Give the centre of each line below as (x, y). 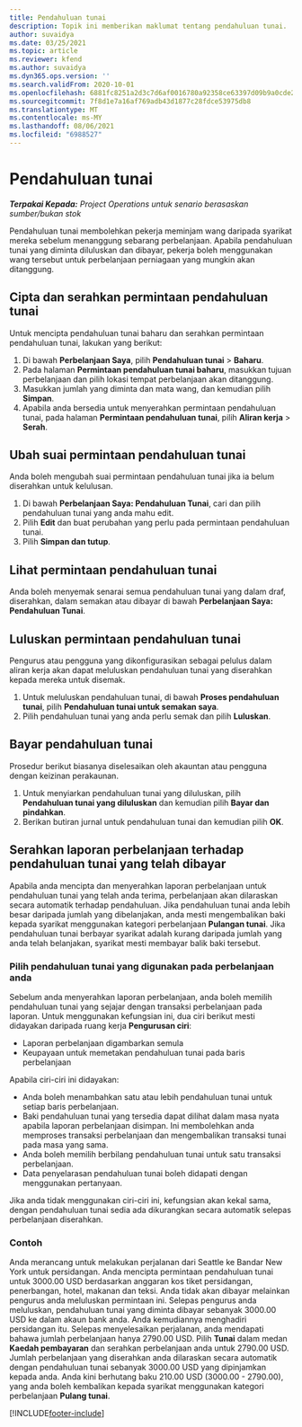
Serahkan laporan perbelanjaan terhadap (127, 850)
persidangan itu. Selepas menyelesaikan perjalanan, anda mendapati (137, 1329)
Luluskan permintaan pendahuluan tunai (125, 639)
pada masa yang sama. (65, 1144)
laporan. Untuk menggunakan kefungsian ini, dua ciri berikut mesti (133, 1015)
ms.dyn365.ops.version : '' (60, 76)
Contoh (26, 1243)
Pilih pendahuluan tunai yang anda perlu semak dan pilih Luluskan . (147, 716)
